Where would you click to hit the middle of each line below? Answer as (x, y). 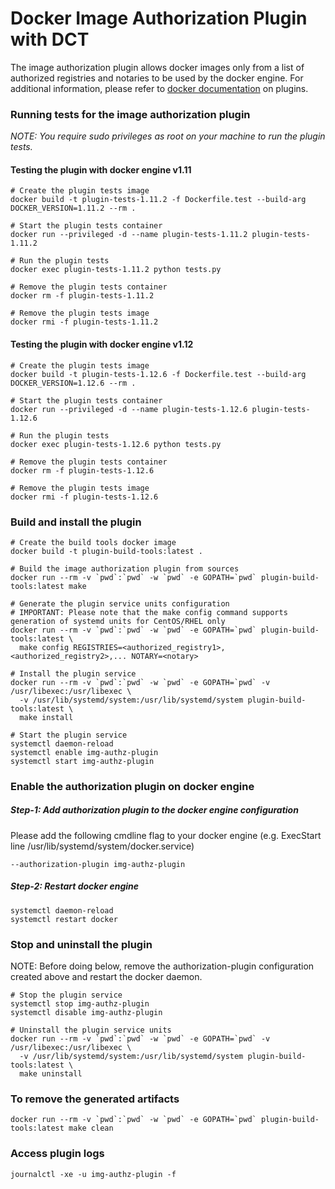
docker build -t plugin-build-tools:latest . (106, 551)
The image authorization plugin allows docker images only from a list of (157, 67)
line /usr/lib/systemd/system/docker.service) (102, 846)
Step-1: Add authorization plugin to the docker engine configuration (154, 810)
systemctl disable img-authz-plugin (86, 1013)
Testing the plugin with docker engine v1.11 (101, 169)
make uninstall (51, 1074)
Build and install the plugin (76, 522)
